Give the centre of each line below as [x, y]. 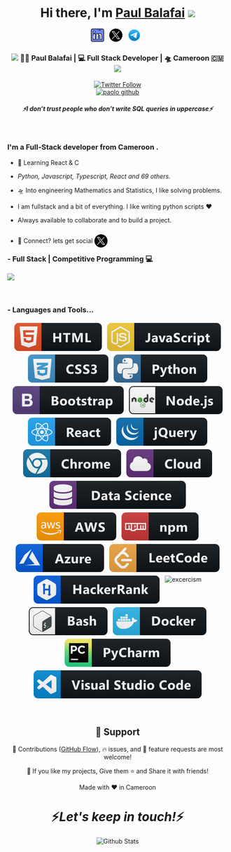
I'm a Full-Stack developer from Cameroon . [83, 147]
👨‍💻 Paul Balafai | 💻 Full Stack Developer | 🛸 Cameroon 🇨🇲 [122, 58]
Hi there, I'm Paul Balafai [113, 13]
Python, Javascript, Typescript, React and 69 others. [94, 176]
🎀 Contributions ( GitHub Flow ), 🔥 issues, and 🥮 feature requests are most [118, 749]
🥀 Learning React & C [48, 162]
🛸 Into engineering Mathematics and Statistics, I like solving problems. [119, 190]
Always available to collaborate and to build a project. [94, 220]
